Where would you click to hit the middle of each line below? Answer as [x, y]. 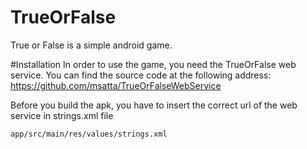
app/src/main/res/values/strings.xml [89, 134]
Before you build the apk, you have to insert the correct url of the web [154, 105]
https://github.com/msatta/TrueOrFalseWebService [116, 85]
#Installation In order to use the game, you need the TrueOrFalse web [153, 64]
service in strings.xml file [62, 115]
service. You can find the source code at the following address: [141, 75]
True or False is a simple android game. [91, 45]
